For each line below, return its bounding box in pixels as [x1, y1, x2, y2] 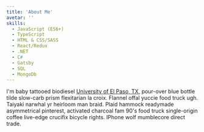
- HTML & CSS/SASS [12, 37, 59, 43]
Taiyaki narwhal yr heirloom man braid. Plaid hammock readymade [6, 101, 174, 108]
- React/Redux [12, 43, 48, 49]
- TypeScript [12, 32, 45, 38]
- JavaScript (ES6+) [12, 26, 64, 32]
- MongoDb [12, 71, 37, 77]
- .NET [12, 49, 29, 55]
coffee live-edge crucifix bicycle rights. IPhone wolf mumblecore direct [6, 114, 185, 121]
